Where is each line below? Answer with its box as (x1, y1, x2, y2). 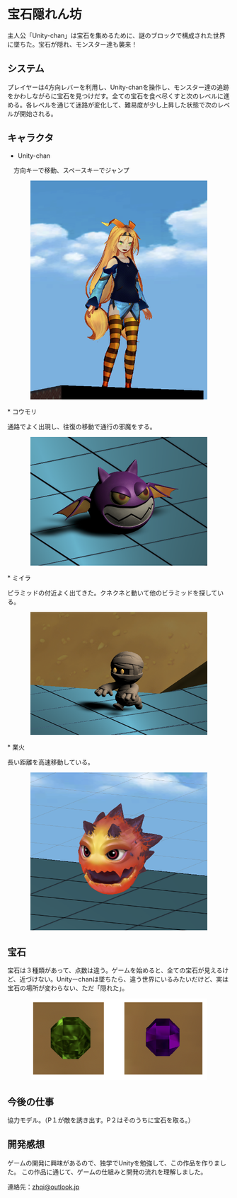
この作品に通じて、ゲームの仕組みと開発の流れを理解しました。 (21, 1168, 207, 1176)
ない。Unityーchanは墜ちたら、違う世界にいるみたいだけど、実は (37, 975, 229, 984)
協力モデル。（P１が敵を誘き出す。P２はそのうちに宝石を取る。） (7, 1116, 195, 1124)
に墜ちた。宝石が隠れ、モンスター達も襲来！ (7, 40, 138, 48)
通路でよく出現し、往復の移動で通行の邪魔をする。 (7, 422, 156, 431)
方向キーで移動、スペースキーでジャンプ (13, 165, 129, 174)
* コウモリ (7, 407, 37, 416)
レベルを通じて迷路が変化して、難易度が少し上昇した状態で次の (31, 100, 218, 109)
